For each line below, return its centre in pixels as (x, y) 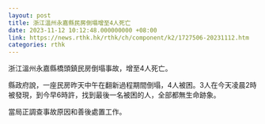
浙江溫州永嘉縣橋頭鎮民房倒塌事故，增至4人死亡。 (90, 69)
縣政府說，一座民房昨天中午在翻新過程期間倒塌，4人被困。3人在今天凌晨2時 (132, 85)
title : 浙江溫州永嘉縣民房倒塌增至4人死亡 (70, 23)
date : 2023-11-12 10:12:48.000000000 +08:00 (83, 30)
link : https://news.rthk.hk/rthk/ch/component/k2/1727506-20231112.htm (129, 38)
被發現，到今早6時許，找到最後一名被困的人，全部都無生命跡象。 (114, 95)
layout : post (30, 15)
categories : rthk (37, 45)
